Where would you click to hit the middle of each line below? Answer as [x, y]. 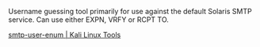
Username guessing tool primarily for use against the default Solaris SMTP [130, 11]
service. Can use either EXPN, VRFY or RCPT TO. [88, 20]
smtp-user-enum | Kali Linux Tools [65, 35]
